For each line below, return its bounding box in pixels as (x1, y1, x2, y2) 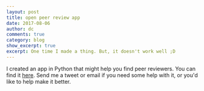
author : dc (6, 25, 34, 32)
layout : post (6, 8, 40, 15)
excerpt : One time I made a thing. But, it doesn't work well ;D (6, 49, 175, 55)
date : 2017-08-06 (6, 20, 51, 26)
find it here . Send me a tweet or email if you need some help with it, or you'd (6, 71, 198, 79)
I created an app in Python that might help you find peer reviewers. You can (6, 65, 196, 72)
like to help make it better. (6, 78, 71, 85)
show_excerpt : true (6, 43, 56, 49)
